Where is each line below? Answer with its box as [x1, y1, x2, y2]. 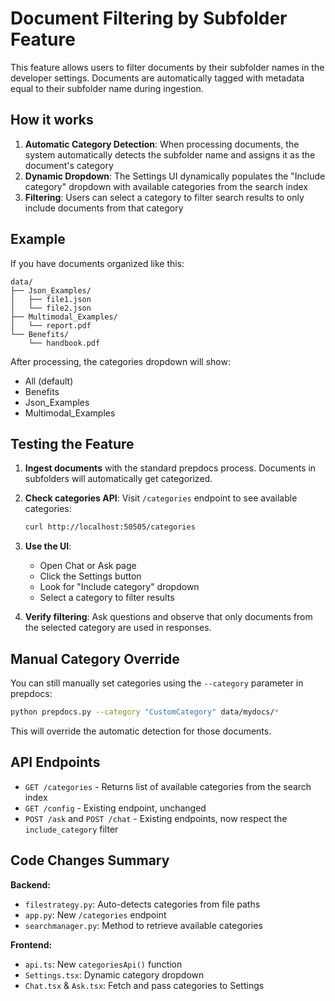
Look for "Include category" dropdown [39, 581, 200, 593]
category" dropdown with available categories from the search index [24, 180, 308, 192]
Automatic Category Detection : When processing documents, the [24, 138, 300, 150]
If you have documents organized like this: [10, 257, 185, 269]
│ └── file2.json [10, 303, 92, 313]
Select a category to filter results [39, 592, 175, 604]
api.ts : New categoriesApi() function [24, 958, 183, 970]
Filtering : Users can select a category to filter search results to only [24, 191, 305, 203]
